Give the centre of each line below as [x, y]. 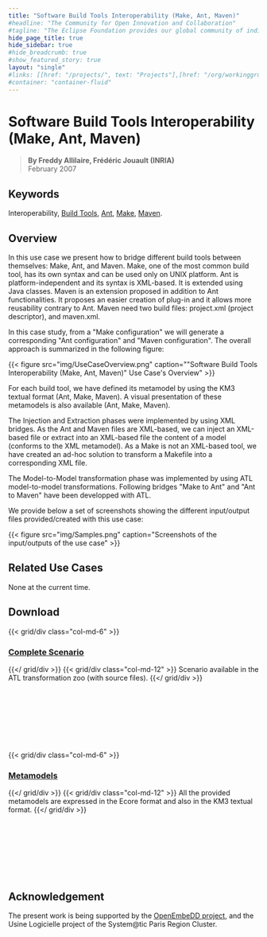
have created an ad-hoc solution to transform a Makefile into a [110, 455]
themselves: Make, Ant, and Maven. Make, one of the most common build [129, 266]
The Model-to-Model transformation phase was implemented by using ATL [130, 478]
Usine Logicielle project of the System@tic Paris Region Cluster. [113, 924]
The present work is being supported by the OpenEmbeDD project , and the [131, 916]
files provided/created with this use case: [76, 519]
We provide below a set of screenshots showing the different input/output [129, 511]
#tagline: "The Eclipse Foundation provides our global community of [126, 30]
